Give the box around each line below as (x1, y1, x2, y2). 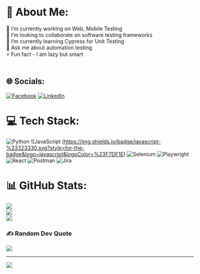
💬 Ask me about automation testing (6, 44, 92, 51)
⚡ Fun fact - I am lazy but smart (6, 51, 83, 58)
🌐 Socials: (6, 77, 45, 87)
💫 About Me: (6, 5, 69, 19)
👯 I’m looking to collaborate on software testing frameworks (6, 31, 153, 38)
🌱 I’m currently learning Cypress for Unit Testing (6, 37, 124, 45)
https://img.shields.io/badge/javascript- (63, 138, 161, 145)
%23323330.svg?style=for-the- (6, 144, 85, 151)
